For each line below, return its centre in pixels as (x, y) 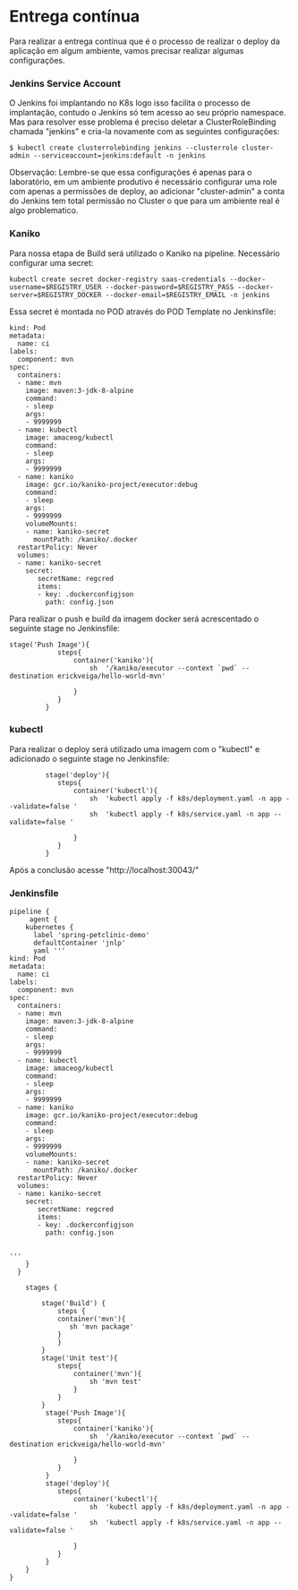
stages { (42, 1288)
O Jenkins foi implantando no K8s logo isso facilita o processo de (130, 103)
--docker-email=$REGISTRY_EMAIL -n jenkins (187, 295)
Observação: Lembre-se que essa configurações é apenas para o (131, 173)
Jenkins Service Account (65, 83)
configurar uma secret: (51, 262)
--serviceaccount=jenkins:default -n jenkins (119, 156)
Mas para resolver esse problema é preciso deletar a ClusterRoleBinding (143, 122)
